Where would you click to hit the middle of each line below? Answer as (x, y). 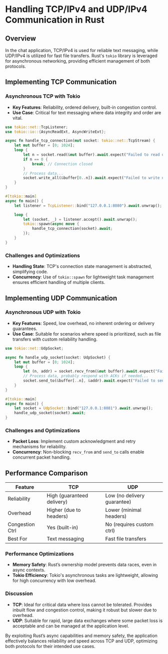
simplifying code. (30, 272)
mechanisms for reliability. (39, 447)
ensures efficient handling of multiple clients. (59, 282)
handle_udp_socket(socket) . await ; (50, 413)
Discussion (19, 593)
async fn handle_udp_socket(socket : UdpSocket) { (58, 357)
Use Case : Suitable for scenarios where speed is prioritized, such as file (87, 334)
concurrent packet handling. (41, 457)
